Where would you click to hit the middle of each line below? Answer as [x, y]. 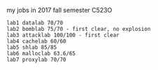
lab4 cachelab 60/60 [37, 41]
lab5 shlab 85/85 [32, 48]
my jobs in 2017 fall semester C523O [59, 10]
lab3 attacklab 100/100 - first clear [63, 35]
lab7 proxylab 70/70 [37, 59]
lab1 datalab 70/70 [35, 23]
